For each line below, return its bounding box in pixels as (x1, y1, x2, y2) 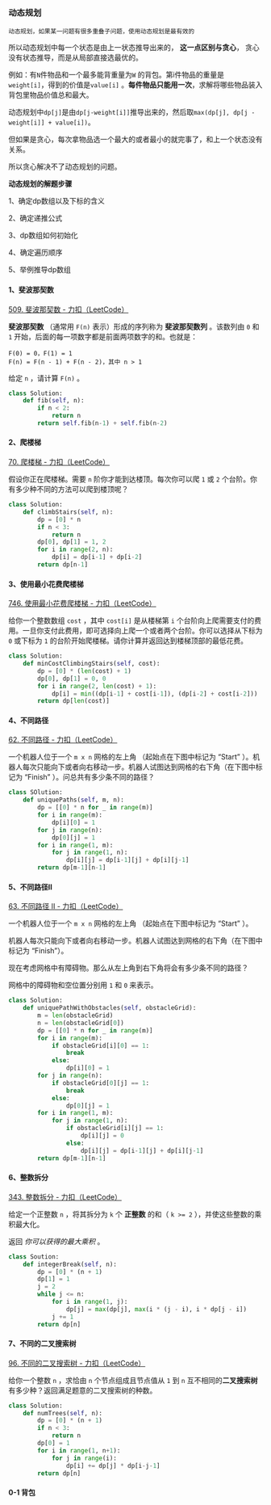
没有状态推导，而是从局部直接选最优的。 (8, 53, 143, 62)
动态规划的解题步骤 (8, 179, 73, 189)
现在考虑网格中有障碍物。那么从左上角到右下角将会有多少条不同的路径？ (8, 963, 248, 973)
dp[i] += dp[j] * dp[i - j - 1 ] (65, 1461, 161, 1469)
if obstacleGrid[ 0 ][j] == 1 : (51, 1078, 150, 1087)
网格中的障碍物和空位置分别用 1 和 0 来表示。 (8, 980, 159, 990)
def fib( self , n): (23, 397, 85, 405)
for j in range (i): (51, 1454, 117, 1462)
